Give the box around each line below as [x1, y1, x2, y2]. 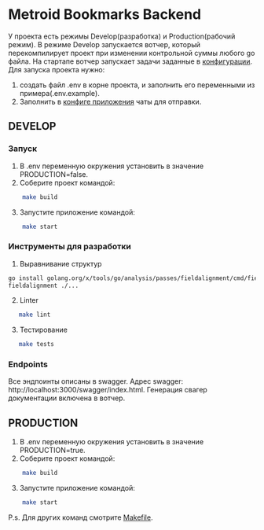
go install [8, 274, 44, 282]
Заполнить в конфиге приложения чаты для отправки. [19, 97, 202, 106]
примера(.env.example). [19, 88, 100, 98]
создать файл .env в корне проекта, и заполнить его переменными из [19, 80, 255, 90]
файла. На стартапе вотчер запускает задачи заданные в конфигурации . [8, 57, 253, 66]
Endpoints [8, 359, 49, 370]
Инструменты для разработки [8, 241, 131, 252]
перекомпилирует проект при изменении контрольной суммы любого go [8, 48, 255, 57]
